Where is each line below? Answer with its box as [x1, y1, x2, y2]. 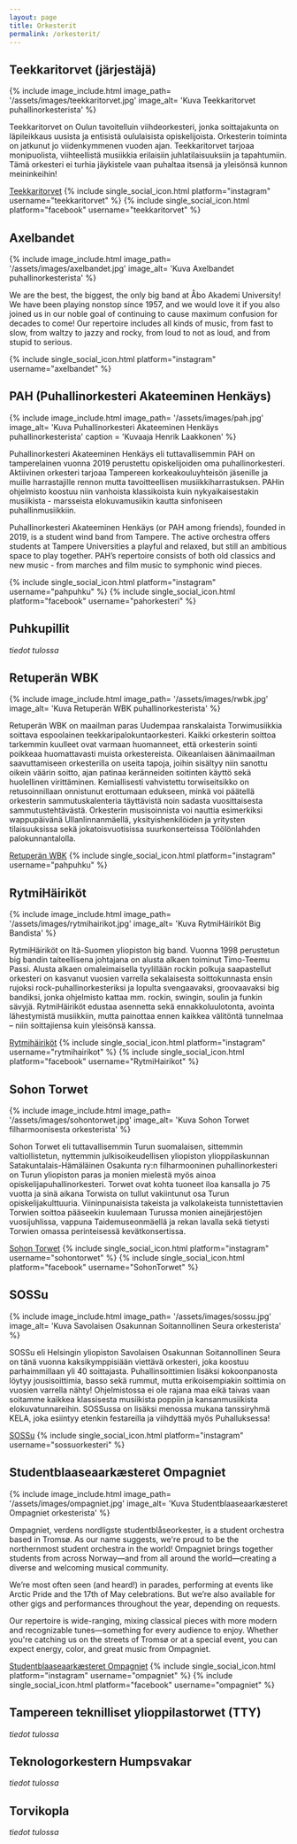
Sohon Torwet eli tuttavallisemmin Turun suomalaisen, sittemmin [9, 1141, 243, 1152]
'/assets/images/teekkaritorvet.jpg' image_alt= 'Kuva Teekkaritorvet [9, 95, 256, 106]
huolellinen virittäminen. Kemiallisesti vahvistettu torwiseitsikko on [9, 776, 249, 788]
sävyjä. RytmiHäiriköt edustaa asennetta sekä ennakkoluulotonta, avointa [9, 1001, 276, 1012]
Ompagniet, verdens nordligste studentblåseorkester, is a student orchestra [9, 1524, 285, 1535]
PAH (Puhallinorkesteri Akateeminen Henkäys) [9, 389, 271, 404]
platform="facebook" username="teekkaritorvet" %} [9, 204, 202, 215]
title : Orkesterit [9, 21, 77, 30]
